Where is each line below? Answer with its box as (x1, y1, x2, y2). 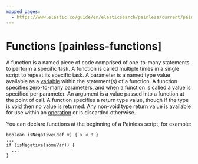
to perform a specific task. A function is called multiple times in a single (6, 65, 180, 73)
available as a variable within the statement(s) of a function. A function (6, 78, 178, 85)
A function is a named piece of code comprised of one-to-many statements (6, 59, 190, 66)
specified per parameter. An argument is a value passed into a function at (6, 90, 184, 97)
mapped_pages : (6, 8, 41, 15)
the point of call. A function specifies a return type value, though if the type (6, 97, 189, 104)
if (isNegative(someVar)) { (6, 142, 75, 148)
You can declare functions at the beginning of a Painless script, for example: (6, 120, 192, 127)
